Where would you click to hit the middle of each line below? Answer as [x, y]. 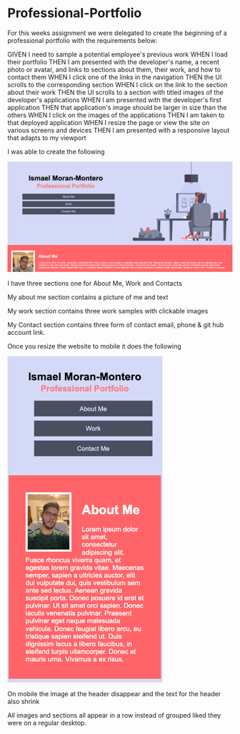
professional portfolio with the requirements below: [82, 40]
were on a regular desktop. [47, 723]
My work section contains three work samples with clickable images [108, 311]
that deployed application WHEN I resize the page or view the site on [109, 122]
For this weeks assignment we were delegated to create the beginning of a [117, 33]
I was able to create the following [56, 151]
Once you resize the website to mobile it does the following [95, 346]
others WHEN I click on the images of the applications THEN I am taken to [116, 115]
